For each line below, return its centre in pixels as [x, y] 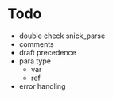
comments [36, 44]
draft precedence [47, 52]
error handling [42, 86]
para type [35, 61]
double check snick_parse [62, 36]
